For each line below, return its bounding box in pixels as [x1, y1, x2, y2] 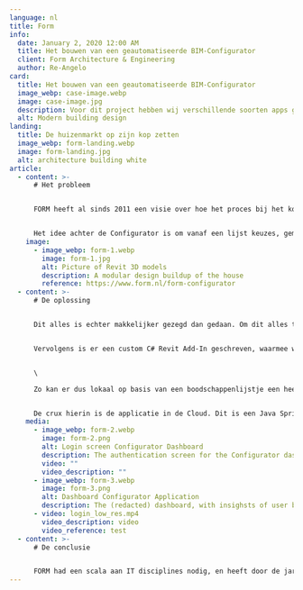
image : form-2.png [41, 434, 111, 443]
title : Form [9, 22, 54, 31]
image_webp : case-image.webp [17, 88, 127, 97]
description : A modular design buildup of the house [41, 271, 244, 280]
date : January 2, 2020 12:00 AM [17, 38, 140, 48]
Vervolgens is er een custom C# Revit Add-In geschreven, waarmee [32, 344, 289, 353]
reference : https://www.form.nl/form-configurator [41, 279, 236, 288]
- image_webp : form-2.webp [32, 425, 135, 435]
